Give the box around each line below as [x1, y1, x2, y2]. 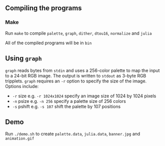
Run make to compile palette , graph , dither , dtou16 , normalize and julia [5, 30, 152, 36]
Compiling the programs [5, 4, 82, 12]
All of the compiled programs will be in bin [5, 40, 92, 46]
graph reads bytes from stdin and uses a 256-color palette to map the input [5, 67, 160, 73]
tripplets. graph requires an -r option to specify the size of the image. [5, 78, 147, 84]
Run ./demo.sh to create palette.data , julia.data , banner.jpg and [5, 131, 141, 137]
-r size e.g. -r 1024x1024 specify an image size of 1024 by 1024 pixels [12, 93, 157, 99]
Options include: [5, 83, 39, 89]
